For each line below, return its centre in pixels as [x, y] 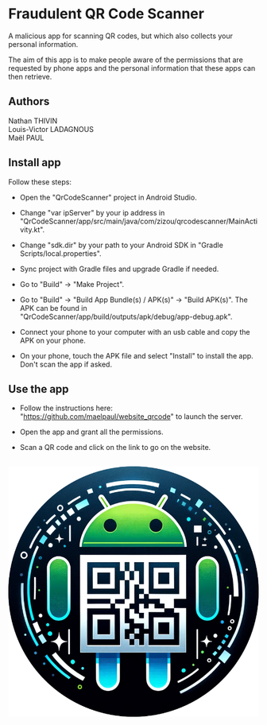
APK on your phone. [52, 340]
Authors [29, 101]
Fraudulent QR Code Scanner [106, 14]
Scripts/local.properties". [60, 253]
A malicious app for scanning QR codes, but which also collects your [120, 36]
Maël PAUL [26, 138]
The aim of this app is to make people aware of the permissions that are [126, 60]
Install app [35, 163]
